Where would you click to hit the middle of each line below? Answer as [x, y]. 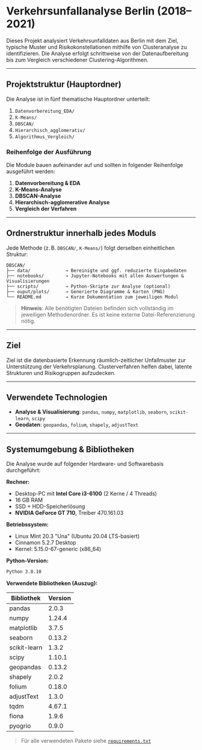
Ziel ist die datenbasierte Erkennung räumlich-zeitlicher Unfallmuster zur [96, 360]
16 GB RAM [29, 500]
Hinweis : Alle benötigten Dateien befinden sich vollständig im [97, 308]
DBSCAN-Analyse [38, 196]
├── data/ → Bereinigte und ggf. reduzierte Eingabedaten [96, 270]
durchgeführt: [23, 470]
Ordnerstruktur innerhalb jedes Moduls [81, 233]
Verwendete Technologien [57, 398]
